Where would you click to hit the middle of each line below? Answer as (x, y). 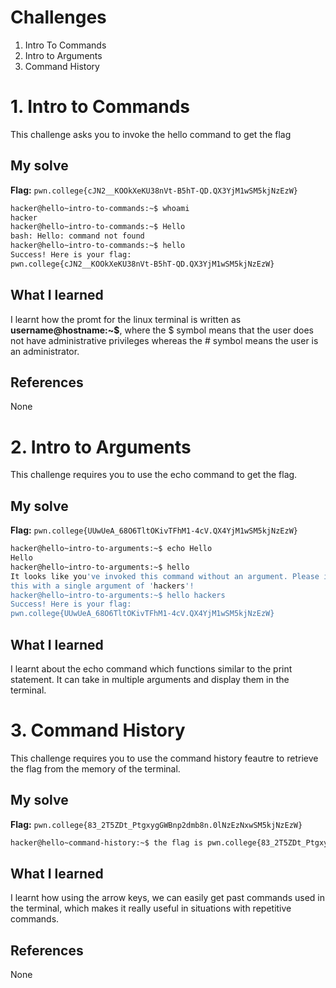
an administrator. (45, 351)
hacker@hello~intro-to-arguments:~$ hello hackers (118, 595)
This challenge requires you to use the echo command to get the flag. (154, 475)
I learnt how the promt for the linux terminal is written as (126, 319)
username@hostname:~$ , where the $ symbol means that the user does (162, 330)
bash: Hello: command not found (77, 236)
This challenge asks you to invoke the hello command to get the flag (151, 134)
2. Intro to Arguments (101, 447)
